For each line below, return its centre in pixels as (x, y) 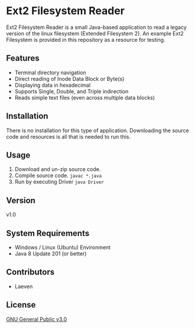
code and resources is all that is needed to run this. (69, 136)
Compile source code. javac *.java (58, 176)
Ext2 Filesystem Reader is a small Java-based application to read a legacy (97, 27)
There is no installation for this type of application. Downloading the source (97, 130)
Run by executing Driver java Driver (59, 182)
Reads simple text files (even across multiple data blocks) (85, 97)
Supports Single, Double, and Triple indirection (71, 91)
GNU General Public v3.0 (37, 319)
